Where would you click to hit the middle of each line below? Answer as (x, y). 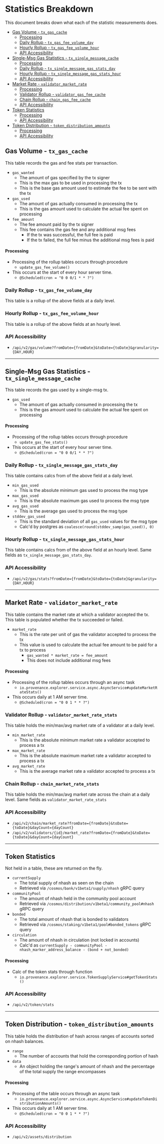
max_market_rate (29, 751)
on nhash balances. (25, 1041)
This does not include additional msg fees (69, 660)
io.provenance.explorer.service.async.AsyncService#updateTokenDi (88, 1099)
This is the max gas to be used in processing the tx (71, 183)
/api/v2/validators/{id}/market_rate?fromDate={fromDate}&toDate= (81, 833)
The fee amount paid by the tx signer (57, 224)
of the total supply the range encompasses (62, 1071)
